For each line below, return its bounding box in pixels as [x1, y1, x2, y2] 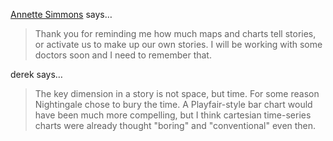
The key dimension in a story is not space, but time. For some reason [34, 88, 320, 99]
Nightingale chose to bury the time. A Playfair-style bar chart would [34, 99, 313, 110]
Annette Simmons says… [10, 9, 113, 20]
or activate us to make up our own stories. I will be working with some [34, 39, 323, 50]
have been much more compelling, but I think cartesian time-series [34, 109, 312, 121]
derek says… [10, 69, 63, 80]
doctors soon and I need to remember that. [34, 49, 212, 61]
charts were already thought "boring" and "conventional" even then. [34, 120, 317, 131]
